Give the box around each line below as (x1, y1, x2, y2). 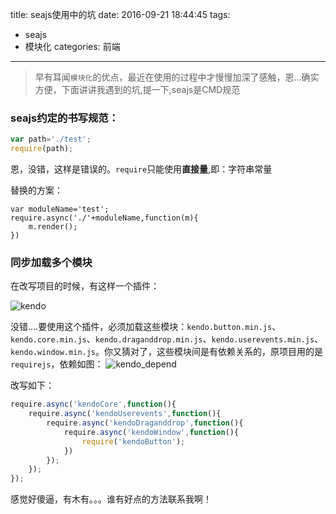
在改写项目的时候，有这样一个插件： (10, 280, 160, 292)
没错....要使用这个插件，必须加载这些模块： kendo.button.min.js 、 (10, 321, 282, 333)
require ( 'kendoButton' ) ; (81, 436, 186, 447)
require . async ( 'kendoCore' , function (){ (10, 399, 177, 410)
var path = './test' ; (10, 134, 92, 145)
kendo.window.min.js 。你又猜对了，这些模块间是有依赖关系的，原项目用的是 (10, 346, 324, 358)
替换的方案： (10, 184, 63, 197)
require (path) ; (10, 144, 74, 154)
